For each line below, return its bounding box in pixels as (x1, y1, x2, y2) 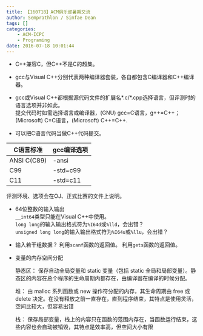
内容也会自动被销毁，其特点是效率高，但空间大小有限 (20, 323, 153, 331)
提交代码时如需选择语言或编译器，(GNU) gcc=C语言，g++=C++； (15, 109, 181, 116)
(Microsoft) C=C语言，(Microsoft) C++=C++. (15, 116, 128, 124)
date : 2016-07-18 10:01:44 (6, 43, 75, 49)
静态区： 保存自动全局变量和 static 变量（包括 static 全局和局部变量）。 (15, 267, 191, 274)
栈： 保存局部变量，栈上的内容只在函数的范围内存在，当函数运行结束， (15, 315, 192, 323)
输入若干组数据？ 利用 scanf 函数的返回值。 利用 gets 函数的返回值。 (15, 241, 181, 248)
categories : (6, 26, 36, 32)
